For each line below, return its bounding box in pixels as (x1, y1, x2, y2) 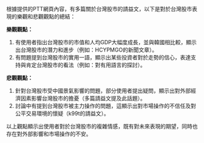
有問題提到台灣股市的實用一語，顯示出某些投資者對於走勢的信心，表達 (15, 54, 191, 61)
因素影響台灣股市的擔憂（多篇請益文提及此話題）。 (20, 95, 146, 102)
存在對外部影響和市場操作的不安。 (6, 130, 92, 138)
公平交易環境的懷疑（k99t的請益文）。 (15, 110, 109, 117)
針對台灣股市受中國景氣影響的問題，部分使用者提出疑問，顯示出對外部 (15, 87, 191, 94)
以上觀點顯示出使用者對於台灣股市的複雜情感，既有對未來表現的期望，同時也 (6, 123, 198, 130)
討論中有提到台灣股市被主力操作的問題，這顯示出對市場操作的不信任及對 (15, 102, 196, 109)
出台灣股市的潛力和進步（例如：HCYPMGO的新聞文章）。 (15, 46, 158, 53)
